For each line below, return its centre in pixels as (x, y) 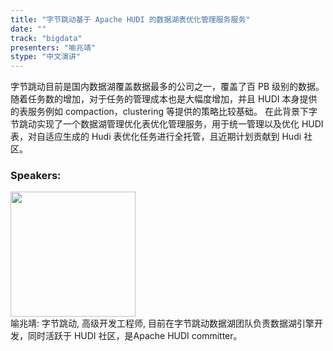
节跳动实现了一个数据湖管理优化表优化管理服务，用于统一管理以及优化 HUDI (167, 124)
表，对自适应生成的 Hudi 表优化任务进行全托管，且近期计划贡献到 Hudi (156, 137)
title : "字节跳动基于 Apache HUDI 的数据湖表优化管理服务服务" (130, 19)
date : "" (28, 29)
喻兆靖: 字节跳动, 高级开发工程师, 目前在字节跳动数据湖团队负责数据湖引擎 (162, 323)
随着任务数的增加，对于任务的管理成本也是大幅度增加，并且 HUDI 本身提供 (164, 99)
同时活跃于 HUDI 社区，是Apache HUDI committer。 (135, 336)
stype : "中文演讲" (46, 57)
